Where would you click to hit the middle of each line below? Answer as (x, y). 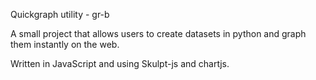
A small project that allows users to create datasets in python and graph (158, 33)
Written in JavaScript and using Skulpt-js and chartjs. (120, 63)
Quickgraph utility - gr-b (60, 14)
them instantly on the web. (65, 44)
